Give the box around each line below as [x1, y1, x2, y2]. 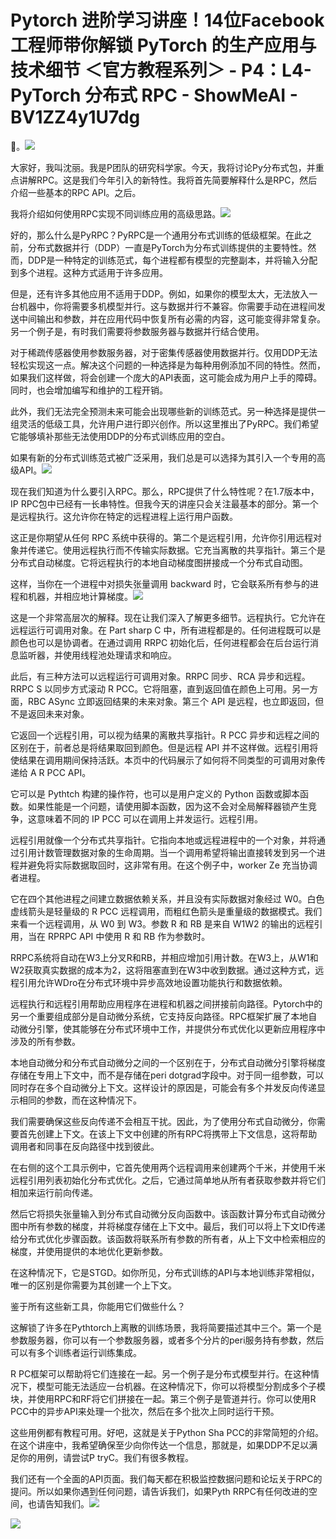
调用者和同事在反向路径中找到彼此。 [10, 1140, 160, 1152]
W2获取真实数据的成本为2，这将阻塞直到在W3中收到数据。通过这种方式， [10, 964, 316, 976]
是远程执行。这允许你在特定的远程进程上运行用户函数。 [10, 510, 238, 522]
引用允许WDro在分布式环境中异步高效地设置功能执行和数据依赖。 [18, 976, 288, 988]
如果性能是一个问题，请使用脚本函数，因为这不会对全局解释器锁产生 [27, 800, 308, 812]
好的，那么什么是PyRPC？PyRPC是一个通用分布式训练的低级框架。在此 [10, 229, 304, 241]
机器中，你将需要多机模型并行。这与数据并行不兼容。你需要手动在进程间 [18, 300, 317, 312]
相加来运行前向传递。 [10, 1186, 98, 1198]
